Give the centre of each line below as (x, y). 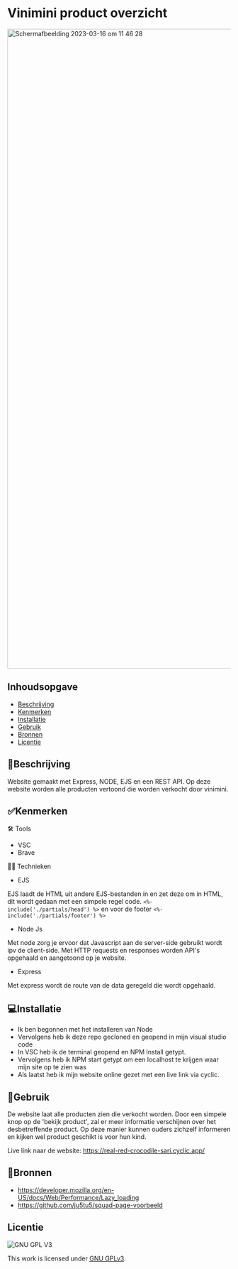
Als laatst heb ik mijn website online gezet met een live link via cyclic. (118, 1075)
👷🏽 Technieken (29, 866)
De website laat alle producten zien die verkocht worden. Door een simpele (117, 1114)
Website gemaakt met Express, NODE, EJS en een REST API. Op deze (109, 781)
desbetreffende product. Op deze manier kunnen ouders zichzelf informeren (119, 1129)
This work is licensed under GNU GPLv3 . (67, 1258)
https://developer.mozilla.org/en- (66, 1190)
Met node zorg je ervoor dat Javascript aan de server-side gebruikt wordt (115, 943)
